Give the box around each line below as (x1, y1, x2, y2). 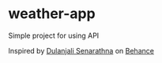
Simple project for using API (8, 31, 100, 40)
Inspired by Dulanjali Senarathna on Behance (8, 46, 154, 55)
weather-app (8, 5, 96, 23)
